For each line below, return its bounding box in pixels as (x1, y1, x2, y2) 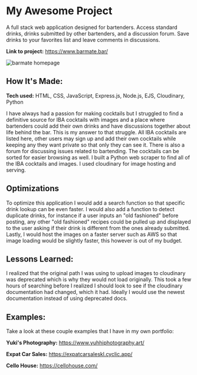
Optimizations (6, 183, 59, 193)
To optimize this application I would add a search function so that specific (6, 199, 185, 206)
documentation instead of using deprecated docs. (6, 295, 128, 302)
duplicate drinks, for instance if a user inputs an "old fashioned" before (6, 212, 179, 219)
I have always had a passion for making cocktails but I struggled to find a (6, 109, 183, 117)
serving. (6, 166, 27, 173)
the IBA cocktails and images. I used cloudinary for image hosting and (6, 160, 176, 167)
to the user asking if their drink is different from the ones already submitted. (6, 224, 191, 231)
